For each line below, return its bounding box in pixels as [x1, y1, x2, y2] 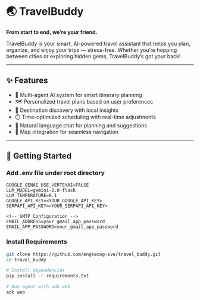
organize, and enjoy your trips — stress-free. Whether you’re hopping [6, 46, 177, 54]
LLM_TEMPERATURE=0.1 [6, 193, 58, 199]
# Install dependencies [6, 267, 65, 274]
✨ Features [6, 76, 48, 86]
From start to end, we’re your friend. [6, 28, 98, 36]
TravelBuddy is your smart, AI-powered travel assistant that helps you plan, [6, 40, 190, 47]
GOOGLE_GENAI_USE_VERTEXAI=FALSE [6, 182, 89, 188]
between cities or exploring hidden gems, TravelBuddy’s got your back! [6, 52, 181, 60]
